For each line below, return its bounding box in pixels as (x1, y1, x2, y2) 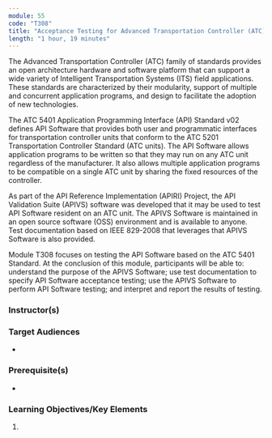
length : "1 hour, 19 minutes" (8, 34, 111, 43)
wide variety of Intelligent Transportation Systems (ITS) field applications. (8, 74, 254, 83)
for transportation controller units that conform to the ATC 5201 (8, 133, 219, 142)
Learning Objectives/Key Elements (8, 403, 148, 415)
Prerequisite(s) (8, 365, 69, 376)
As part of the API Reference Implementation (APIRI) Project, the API (8, 191, 236, 201)
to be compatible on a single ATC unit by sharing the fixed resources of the (8, 167, 259, 176)
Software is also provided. (8, 234, 96, 244)
